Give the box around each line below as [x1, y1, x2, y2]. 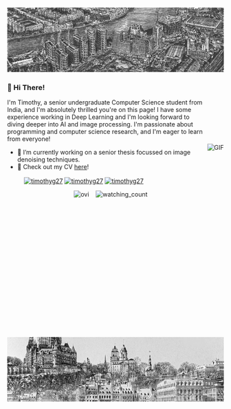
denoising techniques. [16, 155, 80, 164]
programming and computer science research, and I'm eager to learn [7, 128, 203, 136]
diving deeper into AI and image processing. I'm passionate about [7, 120, 194, 129]
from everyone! [7, 135, 51, 143]
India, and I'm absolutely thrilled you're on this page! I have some [7, 106, 192, 114]
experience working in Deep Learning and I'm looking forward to [7, 113, 190, 121]
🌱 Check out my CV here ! [16, 163, 89, 171]
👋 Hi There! [7, 82, 45, 92]
